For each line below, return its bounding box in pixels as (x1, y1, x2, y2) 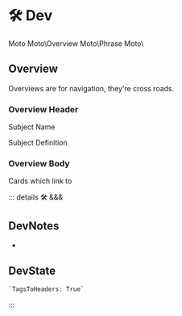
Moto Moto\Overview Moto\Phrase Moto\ (8, 38, 144, 48)
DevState (8, 263, 56, 277)
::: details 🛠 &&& (8, 192, 64, 202)
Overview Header (8, 103, 79, 115)
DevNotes (8, 219, 60, 233)
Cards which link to (8, 176, 72, 186)
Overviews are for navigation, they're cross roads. (8, 83, 175, 93)
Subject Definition (8, 138, 68, 148)
